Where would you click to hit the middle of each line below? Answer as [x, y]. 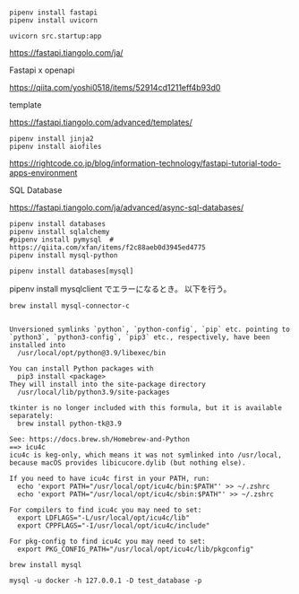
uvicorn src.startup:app [56, 36]
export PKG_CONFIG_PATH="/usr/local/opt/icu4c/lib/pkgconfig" [136, 550]
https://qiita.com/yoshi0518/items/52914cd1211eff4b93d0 [115, 88]
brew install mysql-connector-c [69, 306]
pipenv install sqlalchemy [60, 232]
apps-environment [43, 173]
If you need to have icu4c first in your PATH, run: [110, 479]
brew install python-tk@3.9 [70, 424]
